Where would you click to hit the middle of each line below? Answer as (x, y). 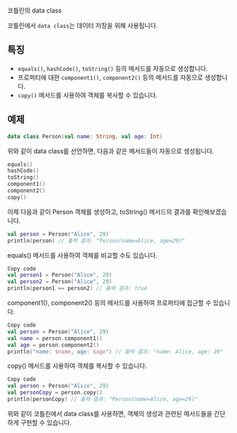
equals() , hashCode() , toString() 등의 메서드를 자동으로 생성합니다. (113, 68)
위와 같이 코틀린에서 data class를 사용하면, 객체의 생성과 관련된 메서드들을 (110, 413)
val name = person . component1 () (55, 338)
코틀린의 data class (35, 10)
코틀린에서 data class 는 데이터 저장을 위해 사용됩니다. (83, 26)
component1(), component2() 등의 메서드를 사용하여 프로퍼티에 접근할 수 (109, 303)
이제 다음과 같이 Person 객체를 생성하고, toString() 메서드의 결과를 (99, 212)
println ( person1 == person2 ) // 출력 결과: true (77, 289)
